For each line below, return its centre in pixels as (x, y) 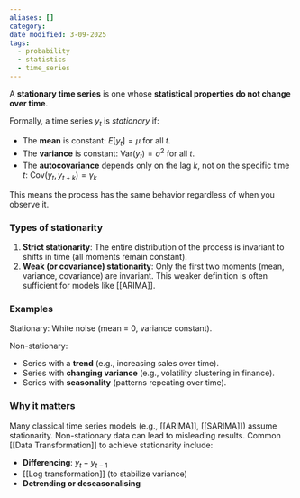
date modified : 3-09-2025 (58, 34)
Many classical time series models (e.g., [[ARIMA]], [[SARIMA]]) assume (143, 426)
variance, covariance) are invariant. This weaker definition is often (145, 276)
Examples (32, 309)
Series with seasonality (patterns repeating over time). (124, 383)
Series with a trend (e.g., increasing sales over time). (120, 364)
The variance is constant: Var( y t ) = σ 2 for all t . (109, 153)
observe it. (29, 204)
